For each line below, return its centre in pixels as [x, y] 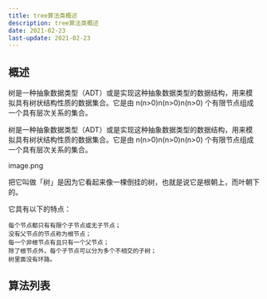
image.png [26, 166]
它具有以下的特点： [40, 209]
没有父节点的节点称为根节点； [50, 234]
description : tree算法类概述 [54, 23]
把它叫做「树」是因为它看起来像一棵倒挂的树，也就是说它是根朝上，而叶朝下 [134, 182]
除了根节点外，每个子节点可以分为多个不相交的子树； [82, 251]
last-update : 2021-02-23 [49, 38]
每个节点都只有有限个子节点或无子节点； [65, 226]
